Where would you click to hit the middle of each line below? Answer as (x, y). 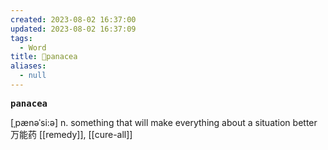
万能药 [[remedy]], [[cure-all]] (71, 134)
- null (33, 76)
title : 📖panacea (44, 57)
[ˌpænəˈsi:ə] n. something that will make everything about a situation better (164, 122)
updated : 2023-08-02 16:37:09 (73, 29)
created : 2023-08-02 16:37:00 (73, 19)
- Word (33, 47)
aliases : (28, 66)
